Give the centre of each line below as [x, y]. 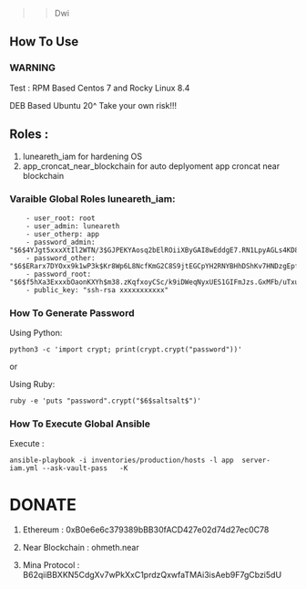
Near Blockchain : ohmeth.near [81, 548]
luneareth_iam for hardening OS [82, 156]
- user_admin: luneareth [73, 226]
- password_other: [61, 258]
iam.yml [24, 468]
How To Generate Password [72, 312]
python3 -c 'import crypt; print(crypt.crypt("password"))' [126, 350]
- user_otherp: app [63, 234]
